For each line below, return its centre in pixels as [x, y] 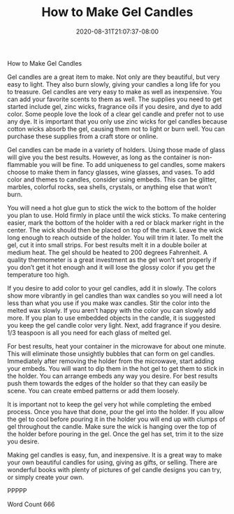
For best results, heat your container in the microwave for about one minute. [117, 346]
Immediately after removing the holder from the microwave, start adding [111, 361]
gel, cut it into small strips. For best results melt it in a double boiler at [107, 244]
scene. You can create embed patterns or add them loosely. [93, 390]
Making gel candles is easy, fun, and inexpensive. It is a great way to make [115, 455]
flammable [22, 164]
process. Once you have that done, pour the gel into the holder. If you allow [116, 411]
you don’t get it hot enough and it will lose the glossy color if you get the [111, 267]
